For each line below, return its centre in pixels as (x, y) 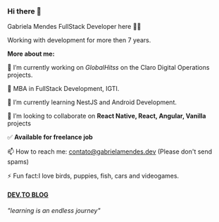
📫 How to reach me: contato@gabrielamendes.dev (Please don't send (110, 152)
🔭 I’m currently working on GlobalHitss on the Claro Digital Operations (108, 68)
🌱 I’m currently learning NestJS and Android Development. (92, 102)
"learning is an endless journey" (54, 210)
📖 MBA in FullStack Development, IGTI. (63, 89)
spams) (18, 162)
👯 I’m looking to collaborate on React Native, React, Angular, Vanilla (107, 116)
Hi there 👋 (25, 11)
